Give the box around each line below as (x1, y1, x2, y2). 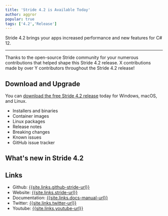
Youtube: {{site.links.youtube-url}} (12, 206, 83, 212)
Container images (12, 113, 49, 119)
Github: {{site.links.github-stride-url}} (12, 184, 90, 190)
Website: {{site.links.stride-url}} (12, 190, 78, 196)
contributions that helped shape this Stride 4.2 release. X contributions (5, 60, 151, 66)
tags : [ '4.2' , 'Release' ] (5, 21, 57, 26)
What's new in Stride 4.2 (5, 154, 84, 163)
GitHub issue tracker (12, 140, 55, 146)
